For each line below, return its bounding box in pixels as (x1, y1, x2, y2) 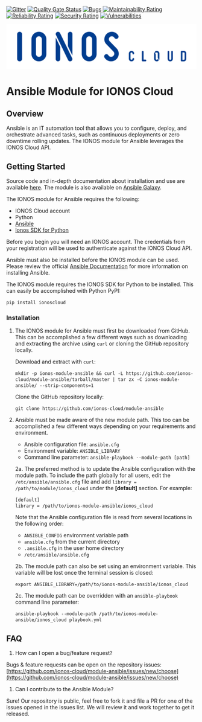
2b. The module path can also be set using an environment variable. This (14, 563, 197, 570)
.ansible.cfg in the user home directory (24, 545, 124, 552)
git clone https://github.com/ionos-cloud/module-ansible (14, 406, 164, 412)
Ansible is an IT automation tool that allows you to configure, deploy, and (6, 124, 187, 132)
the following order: (14, 520, 64, 528)
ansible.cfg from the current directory (24, 538, 121, 546)
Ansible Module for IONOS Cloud (6, 85, 174, 98)
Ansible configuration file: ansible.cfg (24, 441, 119, 448)
